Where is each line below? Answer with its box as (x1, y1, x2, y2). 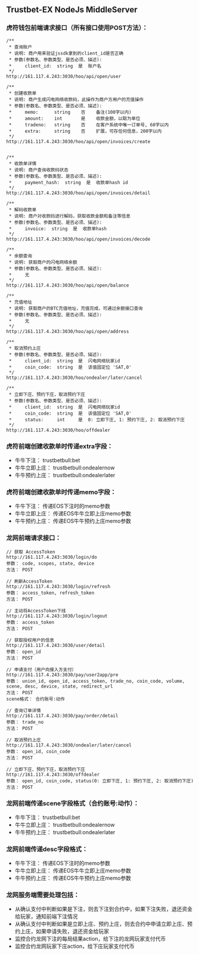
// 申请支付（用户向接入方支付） (6, 667, 76, 673)
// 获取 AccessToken (6, 549, 55, 555)
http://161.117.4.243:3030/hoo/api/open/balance (6, 282, 129, 288)
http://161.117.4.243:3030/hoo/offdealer (6, 427, 111, 433)
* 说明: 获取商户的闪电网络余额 (8, 259, 77, 265)
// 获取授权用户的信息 (6, 637, 55, 643)
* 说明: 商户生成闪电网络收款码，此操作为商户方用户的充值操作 (8, 97, 144, 102)
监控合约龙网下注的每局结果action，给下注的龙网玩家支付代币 (14, 935, 166, 942)
